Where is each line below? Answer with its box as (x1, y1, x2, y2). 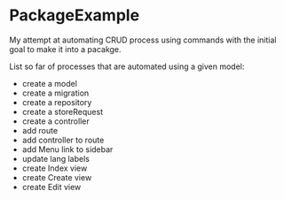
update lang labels (21, 153, 91, 164)
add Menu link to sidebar (21, 143, 114, 155)
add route (21, 125, 59, 135)
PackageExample (9, 5, 140, 26)
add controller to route (21, 134, 105, 145)
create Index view (21, 163, 88, 173)
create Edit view (21, 181, 82, 192)
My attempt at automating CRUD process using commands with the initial (9, 34, 277, 45)
